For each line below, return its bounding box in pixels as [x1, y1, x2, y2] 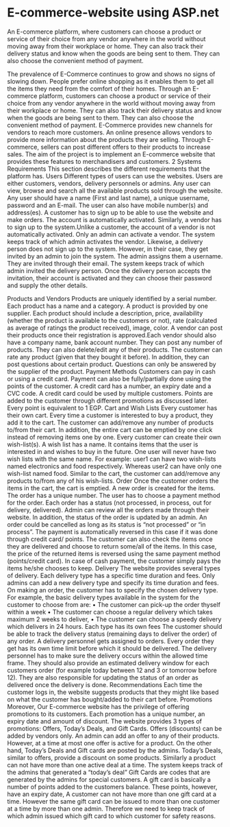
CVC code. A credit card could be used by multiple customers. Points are [7, 389, 214, 397]
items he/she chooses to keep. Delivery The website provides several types [7, 564, 220, 572]
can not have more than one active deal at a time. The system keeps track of [7, 760, 224, 769]
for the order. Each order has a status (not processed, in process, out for [7, 499, 212, 507]
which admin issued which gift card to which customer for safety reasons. [7, 811, 216, 820]
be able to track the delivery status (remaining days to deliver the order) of [7, 630, 218, 638]
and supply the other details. [7, 281, 88, 289]
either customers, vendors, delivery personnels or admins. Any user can [7, 179, 211, 187]
